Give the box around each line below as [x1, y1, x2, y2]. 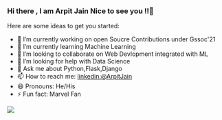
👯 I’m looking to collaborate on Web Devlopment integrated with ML [16, 50, 208, 58]
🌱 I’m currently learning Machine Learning [16, 43, 136, 51]
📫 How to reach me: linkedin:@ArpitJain [16, 72, 133, 81]
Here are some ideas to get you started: [7, 22, 120, 30]
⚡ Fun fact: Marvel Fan [16, 90, 81, 99]
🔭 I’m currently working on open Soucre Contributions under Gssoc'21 [16, 35, 216, 43]
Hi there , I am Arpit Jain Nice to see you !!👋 [7, 6, 154, 16]
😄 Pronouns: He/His [16, 82, 76, 90]
